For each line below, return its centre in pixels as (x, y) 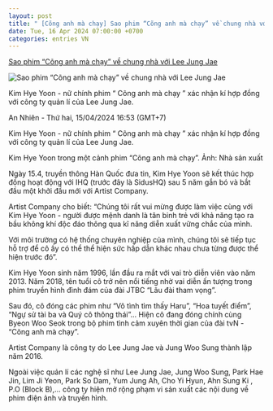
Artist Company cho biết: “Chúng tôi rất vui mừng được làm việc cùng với (131, 207)
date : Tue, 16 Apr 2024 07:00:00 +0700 (76, 31)
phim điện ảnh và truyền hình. (58, 398)
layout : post (30, 16)
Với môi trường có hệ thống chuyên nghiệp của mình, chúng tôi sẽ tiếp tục (132, 240)
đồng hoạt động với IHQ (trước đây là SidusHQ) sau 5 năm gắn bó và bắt (130, 182)
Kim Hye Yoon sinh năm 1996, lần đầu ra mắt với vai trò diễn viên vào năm (132, 273)
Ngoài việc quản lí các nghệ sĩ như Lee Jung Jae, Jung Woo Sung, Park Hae (136, 372)
